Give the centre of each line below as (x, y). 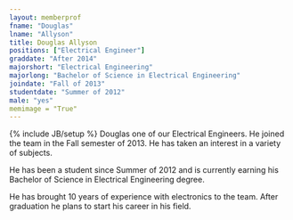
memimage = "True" (43, 109)
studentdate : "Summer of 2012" (67, 92)
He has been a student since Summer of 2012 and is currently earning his (144, 170)
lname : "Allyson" (41, 34)
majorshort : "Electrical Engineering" (81, 68)
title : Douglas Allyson (53, 42)
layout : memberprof (45, 17)
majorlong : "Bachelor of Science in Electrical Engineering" (125, 76)
